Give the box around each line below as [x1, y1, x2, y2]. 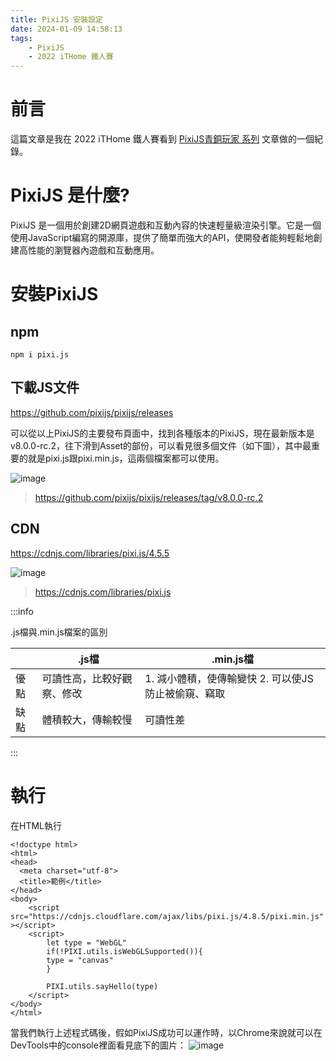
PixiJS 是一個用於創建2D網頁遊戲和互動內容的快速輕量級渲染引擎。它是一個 [10, 219, 322, 231]
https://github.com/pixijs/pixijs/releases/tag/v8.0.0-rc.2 [34, 491, 264, 503]
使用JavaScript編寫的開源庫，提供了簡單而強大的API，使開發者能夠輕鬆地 [10, 232, 314, 243]
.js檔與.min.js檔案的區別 [10, 626, 108, 638]
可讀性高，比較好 [41, 671, 123, 685]
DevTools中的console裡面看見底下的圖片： [10, 1039, 187, 1051]
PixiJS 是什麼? [10, 184, 130, 207]
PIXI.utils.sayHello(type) [46, 981, 159, 991]
